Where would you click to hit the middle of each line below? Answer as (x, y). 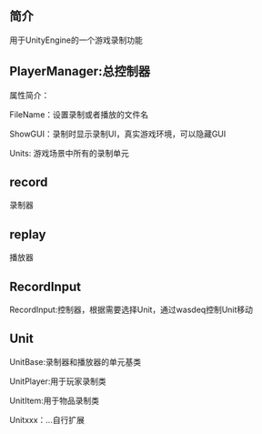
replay (28, 234)
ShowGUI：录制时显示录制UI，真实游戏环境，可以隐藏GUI (118, 134)
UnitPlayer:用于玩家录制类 (58, 381)
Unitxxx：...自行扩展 (47, 419)
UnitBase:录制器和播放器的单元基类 (76, 361)
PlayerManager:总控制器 (80, 71)
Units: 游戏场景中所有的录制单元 (69, 153)
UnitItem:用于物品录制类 (55, 400)
